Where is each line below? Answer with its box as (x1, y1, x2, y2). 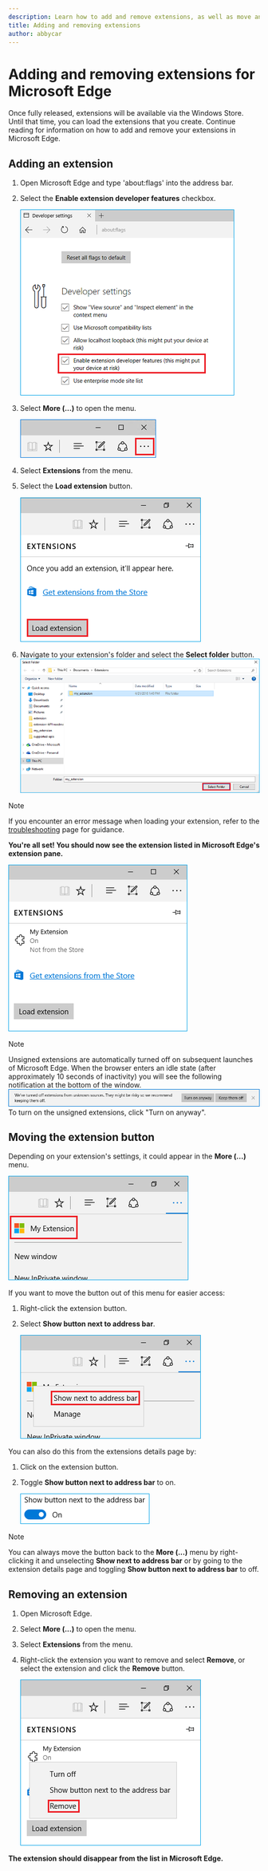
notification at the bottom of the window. (8, 1080, 142, 1090)
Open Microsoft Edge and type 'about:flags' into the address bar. (19, 178, 234, 187)
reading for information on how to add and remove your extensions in (8, 125, 236, 135)
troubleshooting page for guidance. (8, 825, 125, 835)
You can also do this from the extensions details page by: (8, 1447, 197, 1456)
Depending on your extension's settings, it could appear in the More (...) (8, 1151, 246, 1161)
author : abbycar (8, 30, 62, 37)
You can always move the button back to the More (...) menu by (8, 1548, 219, 1557)
